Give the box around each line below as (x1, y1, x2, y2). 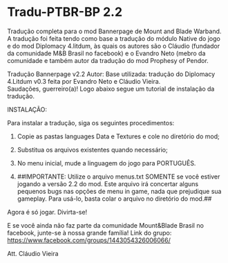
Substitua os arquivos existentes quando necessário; (17, 145, 168, 154)
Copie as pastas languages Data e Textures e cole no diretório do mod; (17, 132, 220, 140)
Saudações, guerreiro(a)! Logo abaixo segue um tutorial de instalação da (7, 84, 215, 93)
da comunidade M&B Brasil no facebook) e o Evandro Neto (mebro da (7, 49, 206, 57)
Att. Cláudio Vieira (7, 249, 59, 257)
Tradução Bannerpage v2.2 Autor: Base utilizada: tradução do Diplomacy (7, 70, 216, 78)
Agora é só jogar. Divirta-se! (7, 208, 88, 216)
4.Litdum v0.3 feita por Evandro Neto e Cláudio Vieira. (7, 77, 161, 85)
